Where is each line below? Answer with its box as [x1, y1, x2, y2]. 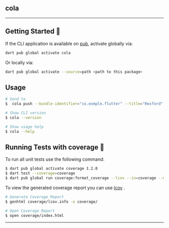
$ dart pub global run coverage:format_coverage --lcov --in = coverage [5, 175, 156, 180]
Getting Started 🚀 [5, 27, 61, 36]
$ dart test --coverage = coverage [5, 171, 75, 176]
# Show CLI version [5, 110, 46, 115]
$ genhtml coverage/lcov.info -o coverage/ [5, 199, 98, 204]
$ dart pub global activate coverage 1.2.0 [5, 166, 98, 171]
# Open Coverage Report [5, 208, 55, 213]
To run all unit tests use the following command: [5, 156, 105, 162]
